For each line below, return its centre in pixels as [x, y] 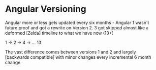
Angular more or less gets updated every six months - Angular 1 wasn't [77, 23]
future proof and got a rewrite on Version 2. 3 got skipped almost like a [77, 27]
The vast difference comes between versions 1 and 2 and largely [71, 52]
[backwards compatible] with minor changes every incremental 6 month [78, 57]
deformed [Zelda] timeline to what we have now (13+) [60, 33]
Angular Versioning [46, 9]
